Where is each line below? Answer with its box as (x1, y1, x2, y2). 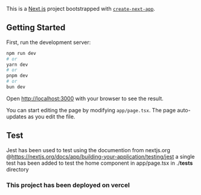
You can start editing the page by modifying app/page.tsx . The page (6, 106, 176, 113)
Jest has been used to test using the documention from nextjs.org (6, 146, 170, 153)
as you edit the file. (28, 113, 75, 120)
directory (6, 165, 29, 173)
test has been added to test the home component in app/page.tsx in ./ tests (6, 159, 193, 167)
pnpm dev (6, 72, 28, 79)
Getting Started (6, 22, 66, 33)
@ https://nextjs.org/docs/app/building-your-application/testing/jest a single (6, 153, 195, 160)
